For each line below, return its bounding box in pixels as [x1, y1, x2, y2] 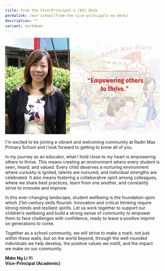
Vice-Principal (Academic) [5, 260, 60, 267]
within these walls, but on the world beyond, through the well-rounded [5, 235, 147, 241]
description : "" [5, 18, 38, 23]
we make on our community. [5, 246, 63, 252]
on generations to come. [5, 221, 55, 226]
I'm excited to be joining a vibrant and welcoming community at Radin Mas [5, 139, 156, 145]
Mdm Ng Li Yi [5, 255, 33, 261]
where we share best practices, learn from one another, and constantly [5, 180, 149, 186]
